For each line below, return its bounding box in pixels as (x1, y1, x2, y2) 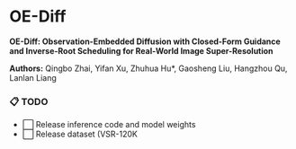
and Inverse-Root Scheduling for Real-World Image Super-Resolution (9, 45, 274, 56)
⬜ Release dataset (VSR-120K (22, 128, 138, 140)
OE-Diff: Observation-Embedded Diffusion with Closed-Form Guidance (9, 36, 281, 47)
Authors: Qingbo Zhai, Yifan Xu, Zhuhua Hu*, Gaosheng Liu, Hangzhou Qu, (9, 63, 288, 74)
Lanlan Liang (9, 72, 57, 83)
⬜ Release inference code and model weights (22, 119, 196, 130)
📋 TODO (9, 95, 49, 108)
